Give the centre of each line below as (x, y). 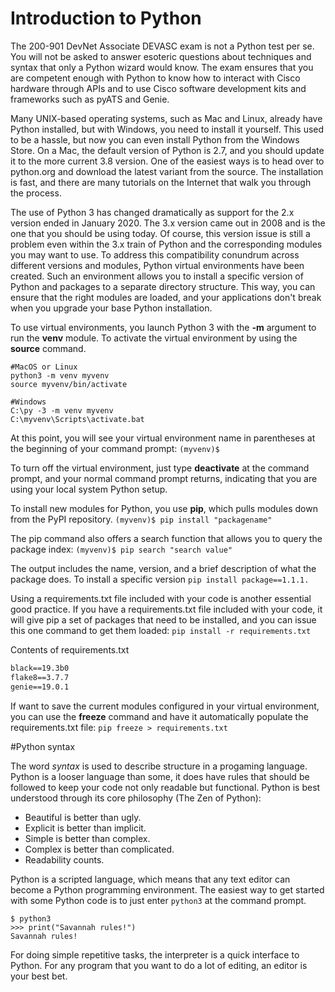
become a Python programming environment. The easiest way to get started (167, 889)
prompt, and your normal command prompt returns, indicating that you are (164, 478)
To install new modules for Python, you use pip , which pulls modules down (164, 508)
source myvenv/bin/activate (69, 384)
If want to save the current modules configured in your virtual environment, (165, 706)
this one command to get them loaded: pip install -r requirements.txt (161, 630)
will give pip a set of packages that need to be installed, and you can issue (163, 619)
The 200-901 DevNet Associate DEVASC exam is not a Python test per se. (162, 46)
